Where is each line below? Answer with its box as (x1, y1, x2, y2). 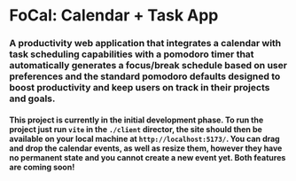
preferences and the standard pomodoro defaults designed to (9, 70, 281, 83)
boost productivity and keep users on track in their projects (9, 82, 270, 94)
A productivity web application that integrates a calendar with (9, 37, 282, 50)
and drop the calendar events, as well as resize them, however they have (9, 143, 283, 153)
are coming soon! (9, 161, 75, 172)
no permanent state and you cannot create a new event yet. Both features (9, 152, 286, 162)
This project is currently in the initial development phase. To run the (9, 114, 264, 125)
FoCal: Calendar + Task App (9, 5, 219, 26)
